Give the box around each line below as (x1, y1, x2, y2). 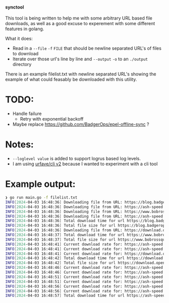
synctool (5, 4, 24, 10)
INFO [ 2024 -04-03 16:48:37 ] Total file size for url (5, 237, 116, 242)
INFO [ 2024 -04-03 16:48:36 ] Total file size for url (5, 223, 116, 228)
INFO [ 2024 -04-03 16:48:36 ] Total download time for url (5, 219, 125, 224)
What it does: (5, 36, 33, 42)
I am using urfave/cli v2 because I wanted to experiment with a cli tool (12, 161, 158, 167)
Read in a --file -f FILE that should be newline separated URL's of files (12, 45, 162, 51)
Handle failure (12, 111, 42, 117)
